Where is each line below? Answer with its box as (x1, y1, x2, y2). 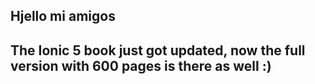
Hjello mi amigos (10, 8, 116, 25)
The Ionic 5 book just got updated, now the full (10, 42, 306, 59)
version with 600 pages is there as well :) (10, 57, 272, 74)
